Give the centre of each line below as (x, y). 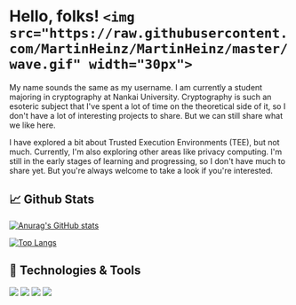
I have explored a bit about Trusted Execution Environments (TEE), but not (144, 142)
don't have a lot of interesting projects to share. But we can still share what (146, 115)
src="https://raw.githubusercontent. (149, 33)
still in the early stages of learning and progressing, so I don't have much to (148, 160)
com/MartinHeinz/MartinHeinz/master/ (149, 49)
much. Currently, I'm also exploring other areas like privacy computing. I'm (146, 152)
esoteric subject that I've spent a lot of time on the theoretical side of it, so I (148, 106)
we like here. (32, 125)
